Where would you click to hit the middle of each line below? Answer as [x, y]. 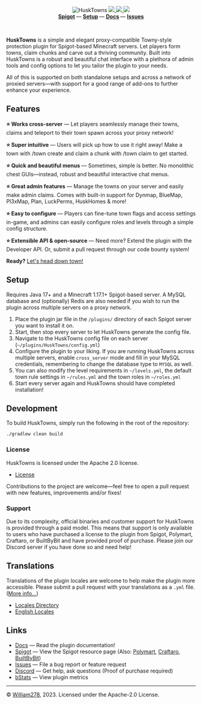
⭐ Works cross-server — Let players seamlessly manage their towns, [93, 124]
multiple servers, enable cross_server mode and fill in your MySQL [97, 357]
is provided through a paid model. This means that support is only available [99, 528]
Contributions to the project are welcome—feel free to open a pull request [98, 486]
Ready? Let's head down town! [45, 261]
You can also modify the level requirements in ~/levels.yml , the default [103, 370]
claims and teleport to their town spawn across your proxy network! [90, 132]
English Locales [34, 611]
